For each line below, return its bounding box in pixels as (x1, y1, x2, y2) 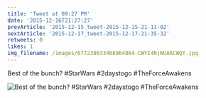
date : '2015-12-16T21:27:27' (7, 17, 94, 24)
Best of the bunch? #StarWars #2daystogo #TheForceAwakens (7, 68, 192, 78)
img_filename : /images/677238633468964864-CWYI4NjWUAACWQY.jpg (7, 50, 199, 57)
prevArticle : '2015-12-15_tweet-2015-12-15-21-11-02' (7, 23, 170, 30)
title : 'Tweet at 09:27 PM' (7, 10, 91, 18)
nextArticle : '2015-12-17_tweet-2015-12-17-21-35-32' (7, 30, 170, 37)
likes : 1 (7, 43, 33, 50)
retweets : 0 (7, 37, 43, 44)
